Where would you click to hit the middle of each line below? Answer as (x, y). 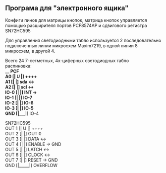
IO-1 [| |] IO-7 (19, 97)
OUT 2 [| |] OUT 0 (23, 133)
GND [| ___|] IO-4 (22, 113)
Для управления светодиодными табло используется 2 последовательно (83, 40)
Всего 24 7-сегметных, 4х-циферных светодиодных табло (67, 60)
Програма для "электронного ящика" (67, 8)
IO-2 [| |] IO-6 (19, 103)
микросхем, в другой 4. (30, 51)
